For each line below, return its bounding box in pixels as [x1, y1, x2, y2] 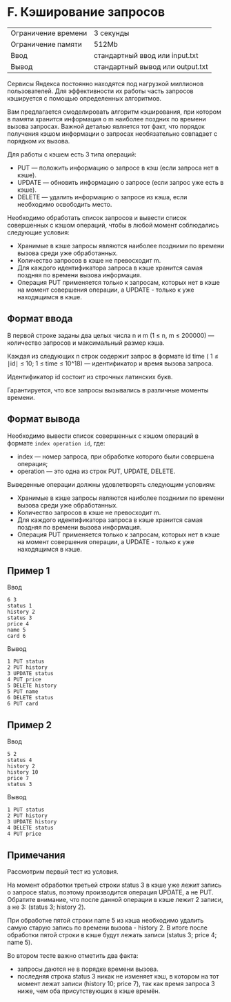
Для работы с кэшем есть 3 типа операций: [7, 150, 137, 159]
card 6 [7, 632, 26, 640]
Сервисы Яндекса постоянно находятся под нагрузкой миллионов [7, 79, 204, 88]
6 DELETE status [7, 694, 54, 701]
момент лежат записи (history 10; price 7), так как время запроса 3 [17, 980, 215, 988]
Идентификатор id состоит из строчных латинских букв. [7, 372, 173, 381]
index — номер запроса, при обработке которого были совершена [17, 452, 214, 461]
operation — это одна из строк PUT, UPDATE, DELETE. [17, 467, 176, 475]
